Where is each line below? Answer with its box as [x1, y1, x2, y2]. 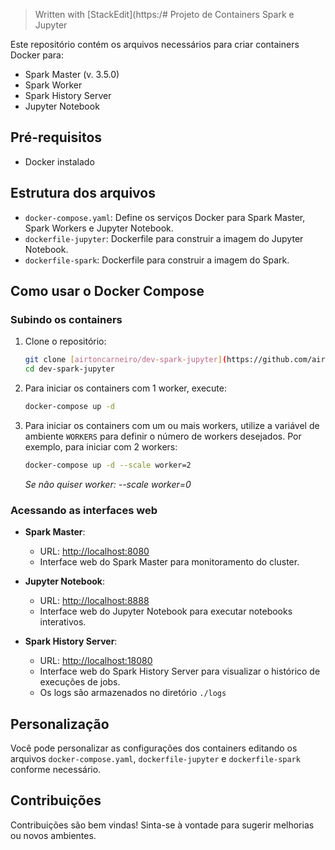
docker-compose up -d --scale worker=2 [24, 460, 192, 470]
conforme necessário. [10, 763, 102, 775]
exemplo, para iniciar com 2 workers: [24, 440, 178, 453]
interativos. [39, 616, 87, 628]
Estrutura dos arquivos [10, 185, 156, 202]
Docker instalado [24, 155, 95, 168]
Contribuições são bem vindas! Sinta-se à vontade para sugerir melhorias [10, 819, 315, 831]
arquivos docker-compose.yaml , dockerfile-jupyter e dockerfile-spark [10, 752, 301, 764]
